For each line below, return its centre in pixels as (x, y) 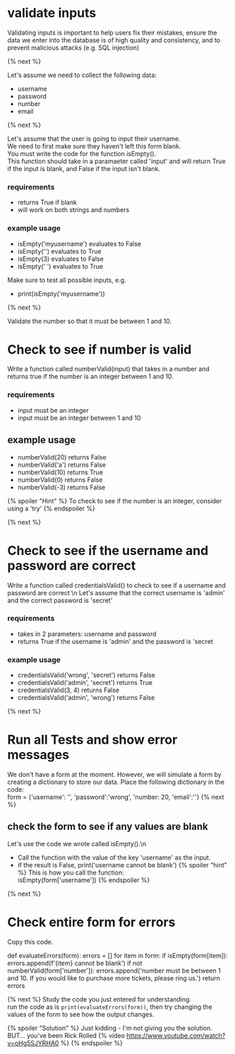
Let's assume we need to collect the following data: (82, 75)
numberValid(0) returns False (60, 479)
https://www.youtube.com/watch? (176, 1035)
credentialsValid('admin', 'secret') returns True (85, 683)
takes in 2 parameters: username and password (87, 633)
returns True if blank (47, 202)
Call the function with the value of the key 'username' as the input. (114, 857)
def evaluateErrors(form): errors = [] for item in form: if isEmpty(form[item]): (117, 955)
